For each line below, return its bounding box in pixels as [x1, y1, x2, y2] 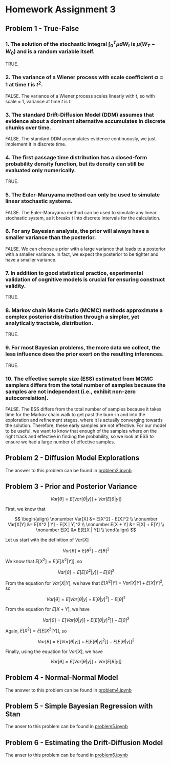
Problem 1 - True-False [5, 24, 79, 33]
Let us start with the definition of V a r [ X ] [5, 536, 89, 543]
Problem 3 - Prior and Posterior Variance [5, 482, 137, 491]
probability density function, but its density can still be [5, 160, 144, 168]
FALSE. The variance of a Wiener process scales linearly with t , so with [5, 92, 155, 99]
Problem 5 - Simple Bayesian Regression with [5, 702, 153, 711]
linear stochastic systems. [5, 198, 73, 205]
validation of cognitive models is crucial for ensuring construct [5, 276, 165, 283]
